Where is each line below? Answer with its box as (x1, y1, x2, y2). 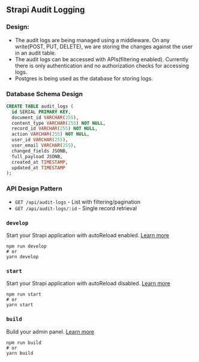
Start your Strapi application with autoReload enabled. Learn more (6, 231, 170, 239)
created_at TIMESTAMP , (11, 159, 68, 165)
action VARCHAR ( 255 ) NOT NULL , (11, 131, 90, 137)
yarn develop (6, 253, 39, 260)
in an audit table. (14, 49, 56, 56)
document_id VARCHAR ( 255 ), (11, 114, 79, 121)
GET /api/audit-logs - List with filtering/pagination (14, 198, 141, 205)
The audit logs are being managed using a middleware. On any (14, 36, 170, 44)
